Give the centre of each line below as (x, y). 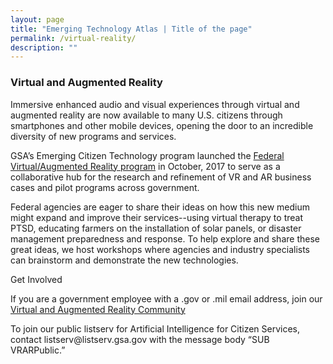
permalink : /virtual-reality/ (73, 38)
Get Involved (36, 279)
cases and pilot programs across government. (105, 187)
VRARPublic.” (38, 350)
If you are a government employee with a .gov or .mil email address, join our (166, 298)
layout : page (37, 19)
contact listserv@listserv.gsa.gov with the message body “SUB (140, 339)
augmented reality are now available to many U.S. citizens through (146, 115)
